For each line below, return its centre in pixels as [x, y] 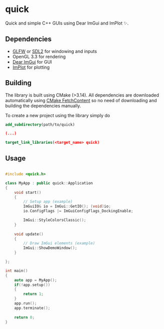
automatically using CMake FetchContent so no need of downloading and [81, 100]
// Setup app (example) [48, 202]
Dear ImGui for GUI [32, 62]
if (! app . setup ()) [32, 285]
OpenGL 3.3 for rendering [39, 57]
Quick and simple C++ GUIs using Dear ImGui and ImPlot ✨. [67, 23]
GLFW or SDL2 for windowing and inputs [55, 51]
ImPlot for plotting [31, 67]
